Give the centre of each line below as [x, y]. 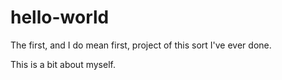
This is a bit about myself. [63, 64]
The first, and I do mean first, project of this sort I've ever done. [141, 45]
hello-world [60, 17]
